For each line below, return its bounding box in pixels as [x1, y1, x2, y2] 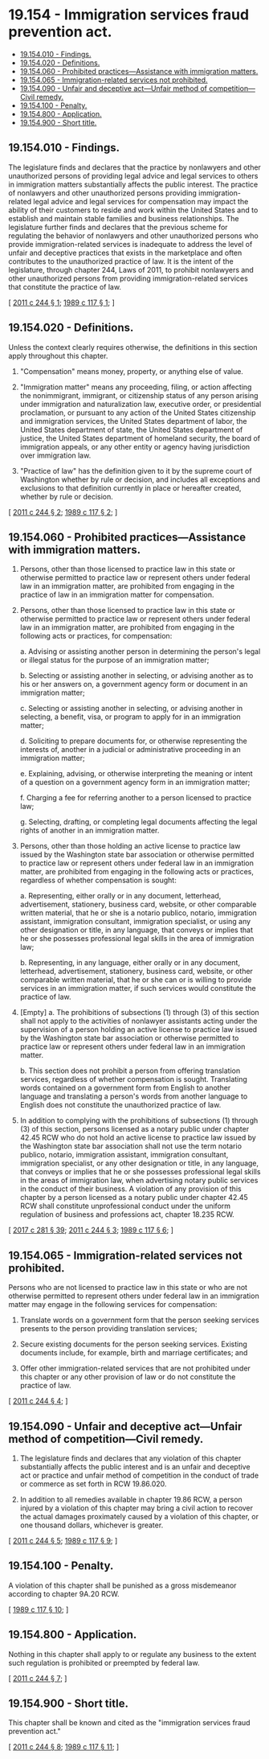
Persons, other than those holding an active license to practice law [19, 841, 241, 851]
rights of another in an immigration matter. [19, 826, 160, 836]
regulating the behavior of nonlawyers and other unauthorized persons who [8, 231, 259, 240]
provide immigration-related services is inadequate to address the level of [8, 239, 253, 249]
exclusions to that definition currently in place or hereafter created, [19, 483, 242, 492]
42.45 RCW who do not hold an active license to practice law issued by [19, 1132, 257, 1143]
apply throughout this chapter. [8, 351, 108, 360]
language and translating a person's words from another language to [19, 1091, 248, 1101]
